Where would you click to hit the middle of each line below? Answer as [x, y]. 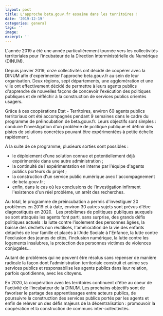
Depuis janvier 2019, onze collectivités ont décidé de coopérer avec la [75, 70]
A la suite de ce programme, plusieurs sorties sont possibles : [67, 146]
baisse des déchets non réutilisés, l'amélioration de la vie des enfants [75, 227]
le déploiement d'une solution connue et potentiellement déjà [73, 156]
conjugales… [18, 248]
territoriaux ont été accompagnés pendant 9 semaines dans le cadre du [77, 116]
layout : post [18, 10]
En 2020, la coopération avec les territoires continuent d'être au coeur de [79, 282]
